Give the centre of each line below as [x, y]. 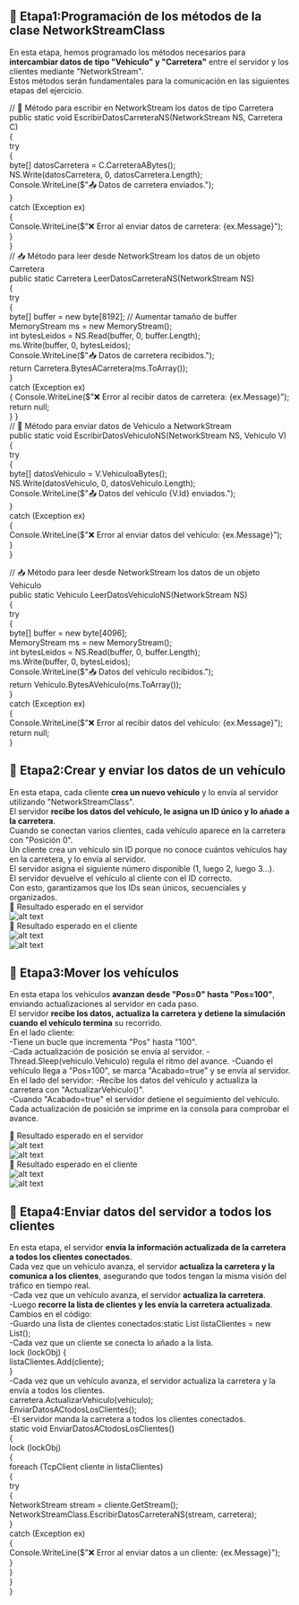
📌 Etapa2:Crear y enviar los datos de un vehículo [148, 771]
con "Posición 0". [41, 839]
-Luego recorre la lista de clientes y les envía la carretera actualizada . [141, 1305]
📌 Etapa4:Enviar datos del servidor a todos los [141, 1211]
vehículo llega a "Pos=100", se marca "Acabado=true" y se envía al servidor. [150, 1071]
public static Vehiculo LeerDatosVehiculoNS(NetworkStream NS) [128, 594]
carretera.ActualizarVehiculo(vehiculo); [81, 1400]
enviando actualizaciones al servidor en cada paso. [104, 1004]
